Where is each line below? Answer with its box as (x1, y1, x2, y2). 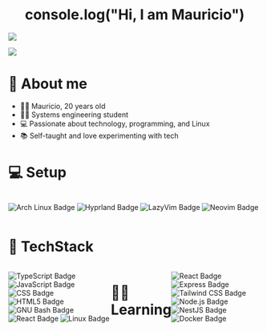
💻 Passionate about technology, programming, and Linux (19, 119, 210, 128)
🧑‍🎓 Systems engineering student (19, 110, 128, 119)
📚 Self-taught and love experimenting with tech (19, 131, 179, 140)
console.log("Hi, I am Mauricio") (24, 6, 245, 24)
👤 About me (8, 75, 88, 93)
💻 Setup (8, 163, 67, 182)
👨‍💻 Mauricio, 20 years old (19, 101, 106, 111)
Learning (111, 301, 172, 318)
